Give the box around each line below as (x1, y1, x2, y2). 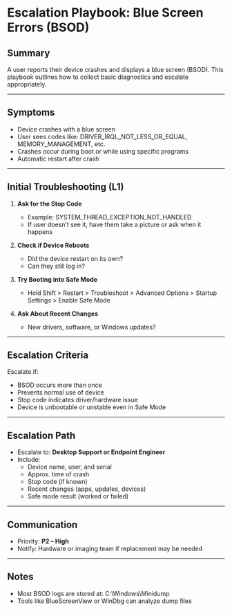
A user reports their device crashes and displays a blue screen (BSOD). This (7, 66, 224, 73)
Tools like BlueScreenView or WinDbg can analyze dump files (17, 597, 192, 605)
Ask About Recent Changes (17, 309, 99, 318)
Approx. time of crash (27, 470, 90, 478)
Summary (7, 47, 50, 59)
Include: (17, 456, 41, 464)
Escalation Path (7, 429, 76, 441)
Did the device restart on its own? (27, 254, 124, 262)
